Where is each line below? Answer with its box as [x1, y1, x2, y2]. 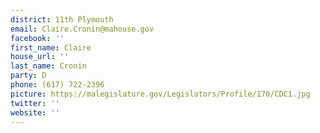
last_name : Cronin [10, 61, 87, 71]
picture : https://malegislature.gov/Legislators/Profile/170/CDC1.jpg [10, 89, 311, 99]
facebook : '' [10, 33, 65, 43]
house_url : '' [10, 52, 70, 62]
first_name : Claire [10, 42, 92, 53]
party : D [10, 71, 47, 81]
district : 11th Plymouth [10, 14, 114, 25]
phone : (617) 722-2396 [10, 80, 105, 90]
